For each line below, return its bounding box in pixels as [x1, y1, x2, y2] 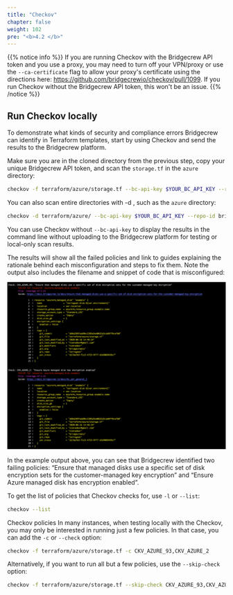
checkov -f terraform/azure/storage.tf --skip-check [7, 582, 163, 589]
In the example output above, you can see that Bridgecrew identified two [7, 455, 215, 464]
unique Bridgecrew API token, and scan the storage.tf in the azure [7, 164, 199, 173]
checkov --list [7, 505, 51, 513]
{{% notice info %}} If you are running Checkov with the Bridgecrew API [7, 53, 213, 62]
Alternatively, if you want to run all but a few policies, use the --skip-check [7, 560, 221, 569]
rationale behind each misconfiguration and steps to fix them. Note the [7, 260, 209, 269]
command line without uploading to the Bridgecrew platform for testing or [7, 233, 218, 241]
